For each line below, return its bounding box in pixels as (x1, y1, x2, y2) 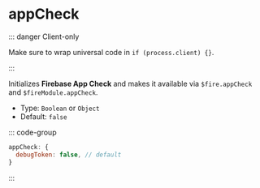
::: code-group (8, 127, 57, 137)
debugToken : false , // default (15, 151, 122, 159)
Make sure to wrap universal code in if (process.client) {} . (8, 47, 214, 57)
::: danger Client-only (8, 32, 80, 41)
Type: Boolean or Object (19, 103, 100, 113)
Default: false (19, 111, 67, 122)
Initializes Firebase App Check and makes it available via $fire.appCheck (8, 79, 253, 88)
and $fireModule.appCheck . (8, 87, 98, 97)
